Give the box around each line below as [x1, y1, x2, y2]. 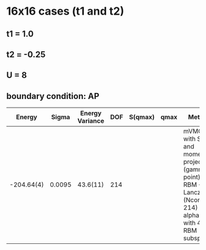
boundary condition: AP [6, 90, 100, 101]
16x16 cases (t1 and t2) [6, 4, 124, 18]
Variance [77, 117, 104, 125]
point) [183, 173, 200, 182]
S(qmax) [129, 113, 155, 122]
